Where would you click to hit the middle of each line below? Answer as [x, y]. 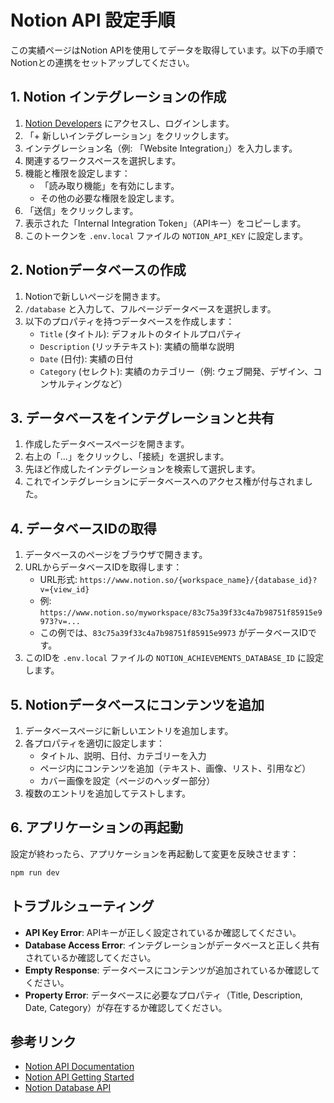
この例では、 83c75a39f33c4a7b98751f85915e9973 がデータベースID [173, 633]
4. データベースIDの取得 [83, 528]
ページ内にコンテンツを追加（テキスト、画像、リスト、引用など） [175, 768]
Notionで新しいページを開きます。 [95, 296]
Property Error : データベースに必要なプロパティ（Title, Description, [163, 995]
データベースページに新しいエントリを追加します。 [129, 730]
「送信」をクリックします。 [81, 210]
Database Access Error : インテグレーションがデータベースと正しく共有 [172, 945]
